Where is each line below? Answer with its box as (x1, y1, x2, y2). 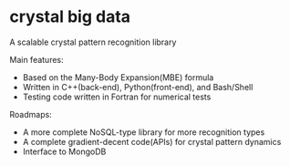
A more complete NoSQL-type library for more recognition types (22, 126, 265, 138)
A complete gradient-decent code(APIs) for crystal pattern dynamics (22, 136, 282, 147)
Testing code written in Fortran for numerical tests (22, 91, 212, 102)
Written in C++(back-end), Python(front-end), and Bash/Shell (22, 81, 254, 92)
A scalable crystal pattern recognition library (9, 36, 177, 47)
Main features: (9, 54, 64, 65)
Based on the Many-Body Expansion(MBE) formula (22, 71, 214, 83)
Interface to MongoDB (22, 146, 107, 157)
